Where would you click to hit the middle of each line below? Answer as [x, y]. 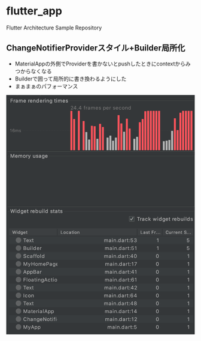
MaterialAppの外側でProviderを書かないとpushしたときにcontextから [100, 64]
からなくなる [36, 71]
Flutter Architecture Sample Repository [54, 28]
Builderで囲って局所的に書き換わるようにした [71, 79]
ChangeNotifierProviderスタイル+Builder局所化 [96, 48]
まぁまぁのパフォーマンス [46, 86]
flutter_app [34, 11]
